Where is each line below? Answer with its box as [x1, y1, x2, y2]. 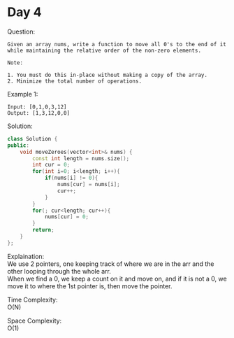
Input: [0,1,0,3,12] [7, 103, 68, 111]
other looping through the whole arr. [7, 267, 112, 275]
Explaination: [7, 252, 45, 260]
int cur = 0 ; [32, 162, 71, 169]
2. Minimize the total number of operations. [7, 78, 142, 85]
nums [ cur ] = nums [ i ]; [57, 181, 120, 188]
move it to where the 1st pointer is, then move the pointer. [7, 281, 173, 290]
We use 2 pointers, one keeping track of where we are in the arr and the [7, 260, 214, 268]
